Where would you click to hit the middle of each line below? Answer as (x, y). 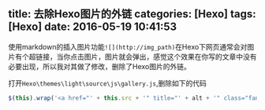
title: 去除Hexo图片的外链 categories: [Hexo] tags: (132, 14)
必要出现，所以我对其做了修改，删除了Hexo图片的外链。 (99, 66)
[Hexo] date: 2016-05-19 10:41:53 (93, 27)
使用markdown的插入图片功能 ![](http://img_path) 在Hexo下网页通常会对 (128, 46)
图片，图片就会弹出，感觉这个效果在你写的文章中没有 (170, 57)
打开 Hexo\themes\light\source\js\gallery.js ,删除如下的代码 (108, 83)
